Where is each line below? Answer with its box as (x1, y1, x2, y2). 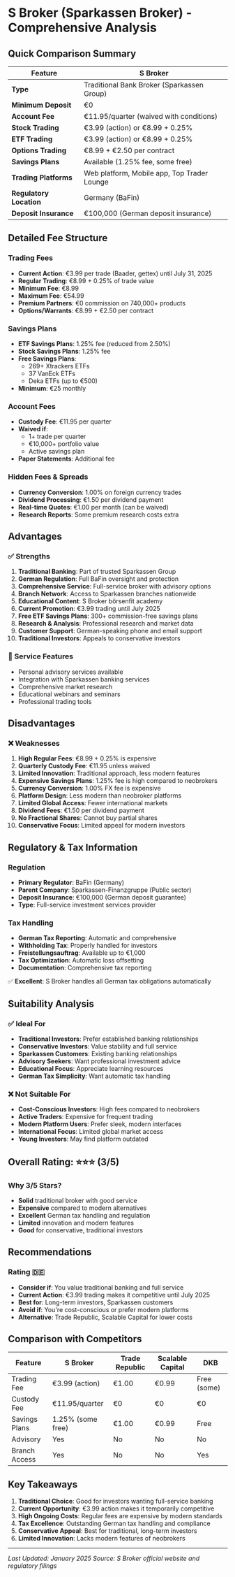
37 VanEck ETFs (28, 369, 76, 377)
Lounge (84, 177, 109, 187)
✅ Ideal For (8, 1018, 46, 1028)
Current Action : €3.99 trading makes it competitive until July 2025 (17, 1290, 210, 1299)
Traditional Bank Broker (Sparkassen (84, 80, 204, 89)
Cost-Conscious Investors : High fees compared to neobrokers (17, 1105, 200, 1114)
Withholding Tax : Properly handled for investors (17, 942, 158, 950)
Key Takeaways (8, 1478, 78, 1490)
